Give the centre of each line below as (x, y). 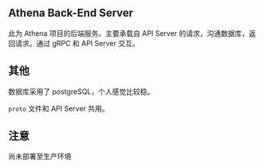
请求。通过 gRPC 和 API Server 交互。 (77, 43)
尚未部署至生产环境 (40, 156)
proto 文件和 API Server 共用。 (59, 108)
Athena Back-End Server (71, 13)
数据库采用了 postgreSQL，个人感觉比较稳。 (81, 92)
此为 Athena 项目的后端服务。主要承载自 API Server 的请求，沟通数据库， (129, 33)
